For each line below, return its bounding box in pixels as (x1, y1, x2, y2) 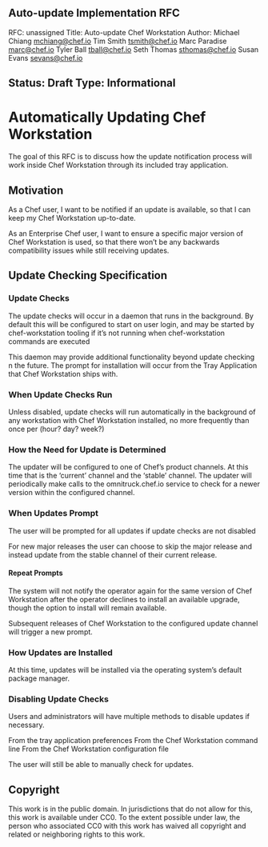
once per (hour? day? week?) (8, 424, 105, 433)
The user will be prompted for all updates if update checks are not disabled (8, 525, 256, 535)
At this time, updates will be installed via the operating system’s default (8, 665, 242, 675)
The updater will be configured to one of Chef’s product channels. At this (8, 462, 249, 472)
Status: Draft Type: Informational (8, 76, 176, 90)
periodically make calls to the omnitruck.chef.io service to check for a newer (8, 479, 260, 489)
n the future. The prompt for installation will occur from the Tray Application (8, 360, 258, 370)
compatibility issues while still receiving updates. (8, 246, 170, 255)
